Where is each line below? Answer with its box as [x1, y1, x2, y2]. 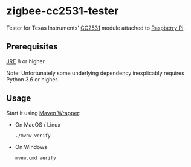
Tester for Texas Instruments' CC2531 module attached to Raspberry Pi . [6, 24, 186, 31]
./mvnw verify [15, 133, 51, 139]
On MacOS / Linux [15, 121, 61, 128]
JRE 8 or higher [6, 57, 45, 65]
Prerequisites [6, 42, 58, 52]
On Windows [15, 143, 47, 150]
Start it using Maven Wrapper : [6, 109, 81, 116]
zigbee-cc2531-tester [6, 4, 119, 18]
